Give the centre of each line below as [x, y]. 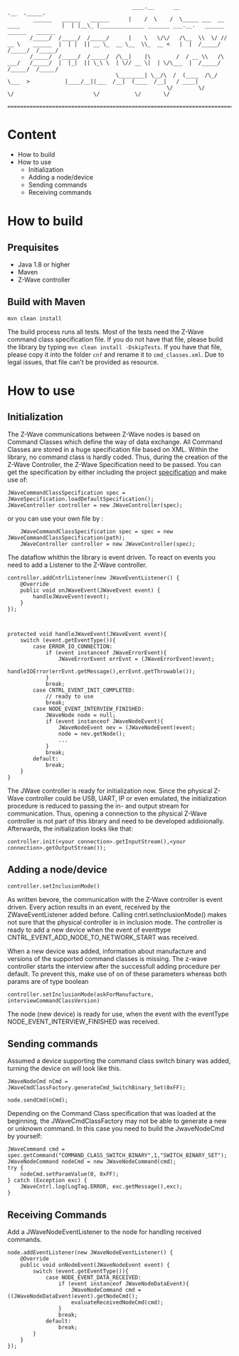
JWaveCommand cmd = [36, 1149]
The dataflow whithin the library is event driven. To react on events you [111, 557]
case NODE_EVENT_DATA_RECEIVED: [93, 1278]
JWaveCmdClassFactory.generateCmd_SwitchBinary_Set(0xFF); [97, 1088]
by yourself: [25, 1136]
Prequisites [33, 247]
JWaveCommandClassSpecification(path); [67, 538]
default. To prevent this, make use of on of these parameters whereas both [117, 974]
